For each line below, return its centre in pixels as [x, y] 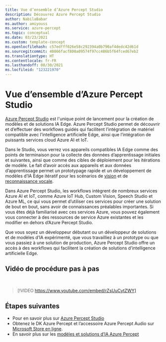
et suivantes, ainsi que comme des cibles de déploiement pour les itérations [83, 160]
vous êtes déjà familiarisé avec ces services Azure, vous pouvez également [82, 212]
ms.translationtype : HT [30, 56]
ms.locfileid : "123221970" [33, 70]
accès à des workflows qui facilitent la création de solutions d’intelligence [80, 248]
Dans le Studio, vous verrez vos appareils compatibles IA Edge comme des [82, 149]
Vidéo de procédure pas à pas [52, 269]
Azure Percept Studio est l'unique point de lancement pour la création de [80, 119]
